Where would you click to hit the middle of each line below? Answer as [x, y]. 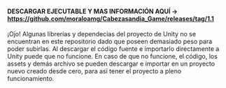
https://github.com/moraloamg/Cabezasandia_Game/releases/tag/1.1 [111, 18]
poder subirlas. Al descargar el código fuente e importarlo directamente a [113, 49]
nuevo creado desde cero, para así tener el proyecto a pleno [94, 71]
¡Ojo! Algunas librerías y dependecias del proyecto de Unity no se [102, 34]
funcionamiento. [31, 79]
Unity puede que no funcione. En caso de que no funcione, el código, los [113, 57]
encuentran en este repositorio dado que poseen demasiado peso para [110, 42]
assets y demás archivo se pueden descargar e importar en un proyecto [111, 64]
